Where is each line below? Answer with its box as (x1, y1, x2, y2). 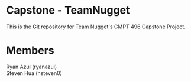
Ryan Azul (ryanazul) (6, 63, 57, 70)
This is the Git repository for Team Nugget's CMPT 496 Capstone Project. (6, 23, 186, 30)
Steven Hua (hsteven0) (6, 69, 62, 77)
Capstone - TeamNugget (6, 4, 130, 17)
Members (6, 44, 54, 57)
